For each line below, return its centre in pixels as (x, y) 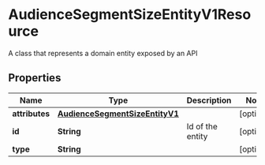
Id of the (202, 126)
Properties (35, 78)
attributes (31, 114)
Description (209, 100)
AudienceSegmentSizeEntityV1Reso (130, 15)
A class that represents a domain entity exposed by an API (103, 53)
